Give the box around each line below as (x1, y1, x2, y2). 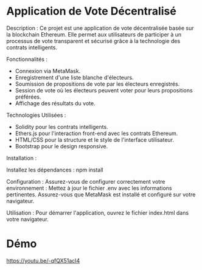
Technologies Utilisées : (6, 111, 66, 119)
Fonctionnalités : (6, 55, 47, 63)
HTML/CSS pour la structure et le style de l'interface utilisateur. (15, 136, 175, 144)
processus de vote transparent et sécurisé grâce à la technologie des (6, 37, 181, 44)
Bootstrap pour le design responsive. (15, 142, 108, 150)
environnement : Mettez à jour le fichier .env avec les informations (6, 184, 172, 192)
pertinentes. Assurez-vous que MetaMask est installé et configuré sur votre (6, 190, 196, 198)
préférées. (15, 93, 41, 100)
